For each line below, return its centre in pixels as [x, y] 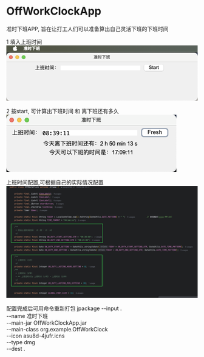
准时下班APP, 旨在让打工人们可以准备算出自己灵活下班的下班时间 [87, 29]
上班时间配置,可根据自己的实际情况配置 [55, 182]
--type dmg [21, 342]
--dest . [16, 348]
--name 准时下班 [27, 316]
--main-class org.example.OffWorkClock [57, 329]
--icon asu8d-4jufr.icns [36, 336]
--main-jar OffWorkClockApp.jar [46, 323]
